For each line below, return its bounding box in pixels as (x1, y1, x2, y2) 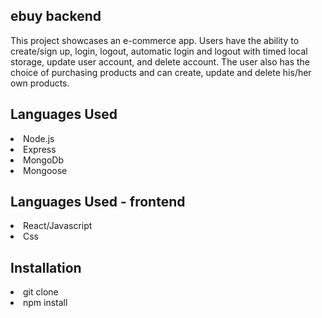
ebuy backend (10, 8, 102, 25)
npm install (23, 297, 68, 309)
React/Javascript (23, 220, 93, 232)
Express (23, 143, 57, 155)
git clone (23, 286, 59, 298)
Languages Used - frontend (10, 194, 186, 211)
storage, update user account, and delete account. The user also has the (10, 55, 311, 68)
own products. (10, 77, 70, 89)
